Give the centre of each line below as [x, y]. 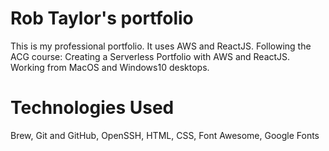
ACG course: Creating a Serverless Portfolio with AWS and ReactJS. [150, 56]
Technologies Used [92, 108]
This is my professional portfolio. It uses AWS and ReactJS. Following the [161, 46]
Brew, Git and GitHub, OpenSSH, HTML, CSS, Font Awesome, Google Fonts [165, 135]
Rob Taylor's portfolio [102, 18]
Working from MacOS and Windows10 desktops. [110, 67]
